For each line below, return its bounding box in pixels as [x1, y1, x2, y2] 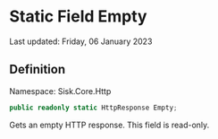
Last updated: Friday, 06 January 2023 [9, 36, 153, 47]
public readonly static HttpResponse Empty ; [9, 103, 178, 112]
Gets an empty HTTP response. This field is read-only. [9, 119, 210, 130]
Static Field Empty [9, 6, 147, 27]
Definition [9, 62, 65, 77]
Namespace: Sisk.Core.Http [9, 85, 112, 96]
